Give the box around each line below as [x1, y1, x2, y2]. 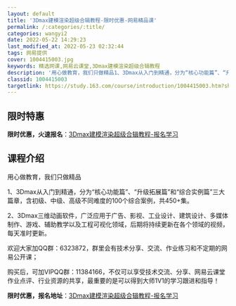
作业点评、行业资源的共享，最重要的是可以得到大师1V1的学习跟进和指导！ [7, 276, 220, 285]
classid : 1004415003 [7, 75, 68, 83]
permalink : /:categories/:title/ [7, 23, 105, 30]
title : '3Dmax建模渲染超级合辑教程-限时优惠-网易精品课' [7, 17, 157, 24]
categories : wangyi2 [7, 30, 68, 37]
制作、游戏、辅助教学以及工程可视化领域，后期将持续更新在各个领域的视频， [7, 219, 229, 229]
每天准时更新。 [7, 229, 51, 237]
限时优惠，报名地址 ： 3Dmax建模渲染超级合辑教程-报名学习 [7, 291, 178, 300]
